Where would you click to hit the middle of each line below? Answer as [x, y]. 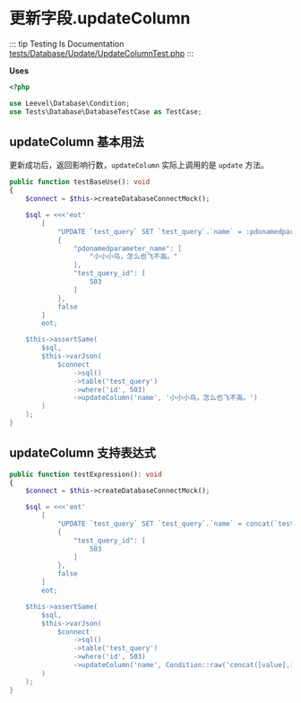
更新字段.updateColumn [100, 18]
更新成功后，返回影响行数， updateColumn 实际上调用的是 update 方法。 [139, 165]
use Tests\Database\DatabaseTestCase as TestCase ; [106, 112]
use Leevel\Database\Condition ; [69, 103]
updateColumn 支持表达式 [83, 453]
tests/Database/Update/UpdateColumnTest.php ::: [102, 53]
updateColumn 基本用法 [77, 141]
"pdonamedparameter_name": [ [127, 248]
